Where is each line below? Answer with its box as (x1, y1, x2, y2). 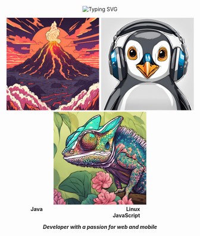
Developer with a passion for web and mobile (42, 223, 158, 230)
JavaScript (112, 212, 140, 219)
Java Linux (30, 205, 140, 212)
